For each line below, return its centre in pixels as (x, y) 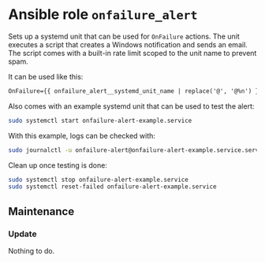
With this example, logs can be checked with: (82, 135)
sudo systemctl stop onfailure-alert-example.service (99, 180)
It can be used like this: (46, 76)
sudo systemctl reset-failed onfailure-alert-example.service (112, 187)
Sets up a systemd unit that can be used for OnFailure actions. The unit (124, 36)
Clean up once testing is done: (58, 165)
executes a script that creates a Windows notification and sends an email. (128, 44)
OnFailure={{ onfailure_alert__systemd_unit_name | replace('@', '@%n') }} (135, 91)
